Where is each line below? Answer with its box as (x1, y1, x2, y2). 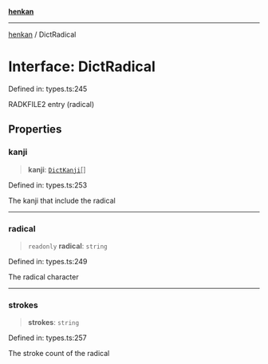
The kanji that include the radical (8, 196, 116, 205)
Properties (8, 123, 62, 136)
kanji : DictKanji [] (27, 164, 86, 174)
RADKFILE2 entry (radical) (8, 99, 95, 109)
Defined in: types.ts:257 (8, 333, 87, 342)
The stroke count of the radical (8, 349, 110, 358)
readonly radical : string (27, 241, 108, 251)
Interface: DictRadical (8, 57, 156, 76)
